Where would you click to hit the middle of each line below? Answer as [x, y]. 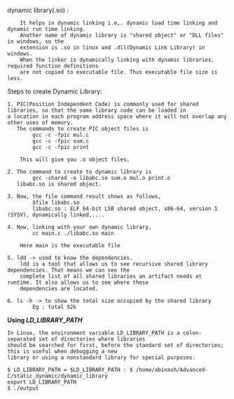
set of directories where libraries [92, 339]
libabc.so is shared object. [59, 184]
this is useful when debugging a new [62, 351]
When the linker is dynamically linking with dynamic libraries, [117, 60]
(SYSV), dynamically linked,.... [56, 215]
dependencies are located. [59, 289]
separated [22, 339]
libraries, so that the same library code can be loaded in [97, 110]
